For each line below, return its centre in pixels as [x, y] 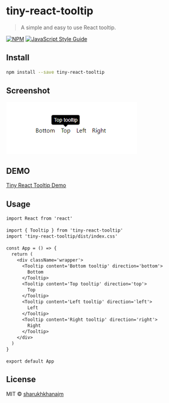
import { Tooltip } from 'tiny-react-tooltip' [65, 230]
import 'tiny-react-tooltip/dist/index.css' [62, 236]
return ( [22, 254]
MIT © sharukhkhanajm [35, 393]
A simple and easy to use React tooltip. [68, 27]
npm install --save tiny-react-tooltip [55, 72]
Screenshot [28, 91]
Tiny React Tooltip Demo [36, 185]
